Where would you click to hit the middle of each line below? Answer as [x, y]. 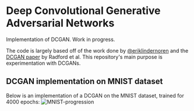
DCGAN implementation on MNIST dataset [84, 81]
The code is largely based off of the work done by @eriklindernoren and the [97, 50]
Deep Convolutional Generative [83, 11]
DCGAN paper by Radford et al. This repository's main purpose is [84, 57]
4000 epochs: [23, 102]
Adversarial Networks [60, 23]
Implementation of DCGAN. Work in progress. [61, 39]
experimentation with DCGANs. [43, 63]
